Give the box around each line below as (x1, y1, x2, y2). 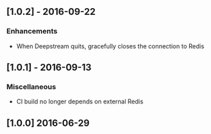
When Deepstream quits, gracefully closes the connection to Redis (16, 41, 205, 50)
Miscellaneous (6, 82, 56, 91)
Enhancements (6, 27, 58, 36)
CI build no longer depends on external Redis (16, 97, 144, 105)
